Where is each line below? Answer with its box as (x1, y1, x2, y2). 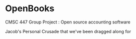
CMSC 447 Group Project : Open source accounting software (5, 19, 131, 25)
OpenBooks (5, 3, 55, 14)
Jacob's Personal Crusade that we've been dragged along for (5, 28, 132, 34)
